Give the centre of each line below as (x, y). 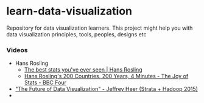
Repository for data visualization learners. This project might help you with (100, 28)
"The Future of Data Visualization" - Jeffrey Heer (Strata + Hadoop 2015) (106, 89)
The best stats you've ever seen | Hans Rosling (83, 70)
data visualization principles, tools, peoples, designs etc (77, 34)
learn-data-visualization (69, 11)
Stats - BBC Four (45, 82)
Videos (17, 50)
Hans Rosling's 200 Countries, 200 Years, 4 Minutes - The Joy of (106, 76)
